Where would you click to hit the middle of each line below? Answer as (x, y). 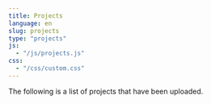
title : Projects (36, 16)
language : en (30, 23)
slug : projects (34, 31)
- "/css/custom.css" (50, 69)
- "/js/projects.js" (50, 53)
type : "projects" (38, 38)
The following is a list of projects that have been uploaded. (106, 91)
